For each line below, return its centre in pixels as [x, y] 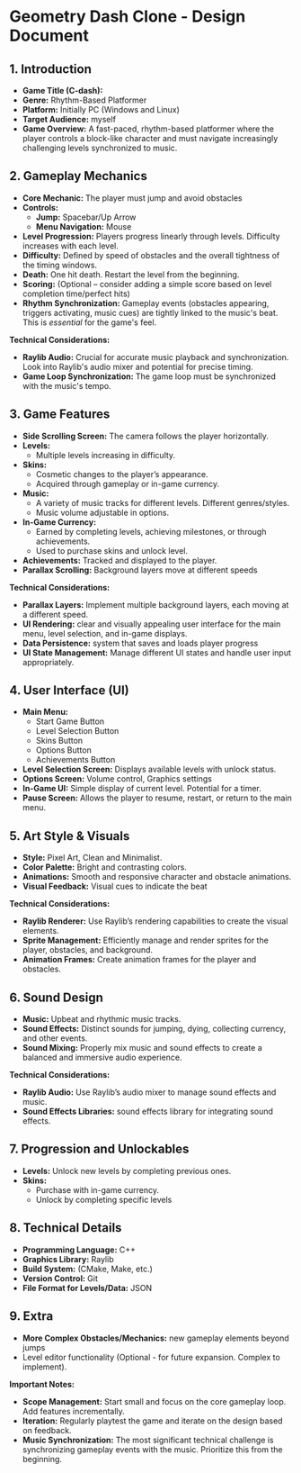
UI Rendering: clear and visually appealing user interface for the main [151, 624]
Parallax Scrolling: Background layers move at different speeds [140, 570]
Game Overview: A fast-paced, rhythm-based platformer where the [148, 129]
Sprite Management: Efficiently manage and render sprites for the [146, 940]
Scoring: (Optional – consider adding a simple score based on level [147, 284]
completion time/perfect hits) [76, 294]
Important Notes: [42, 1384]
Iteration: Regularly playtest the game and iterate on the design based [152, 1421]
